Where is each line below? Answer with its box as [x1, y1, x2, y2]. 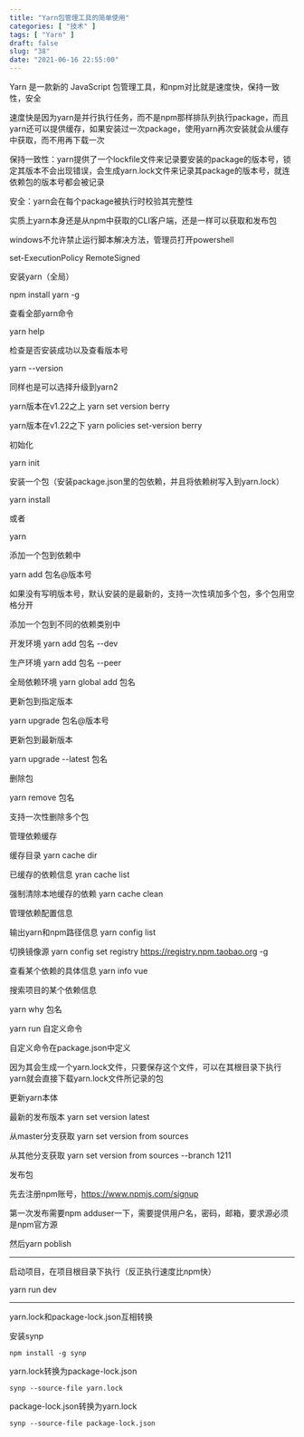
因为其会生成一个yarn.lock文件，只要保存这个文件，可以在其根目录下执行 [9, 1062, 282, 1072]
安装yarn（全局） [9, 271, 74, 282]
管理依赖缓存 [9, 831, 57, 841]
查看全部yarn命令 [9, 308, 74, 318]
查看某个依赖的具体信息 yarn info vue [9, 966, 148, 976]
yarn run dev [9, 1284, 57, 1295]
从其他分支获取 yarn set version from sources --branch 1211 [9, 1150, 232, 1161]
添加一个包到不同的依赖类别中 [9, 619, 120, 630]
